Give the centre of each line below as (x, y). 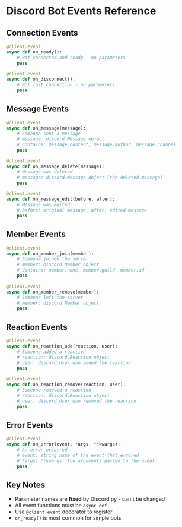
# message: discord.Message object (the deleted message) (90, 177)
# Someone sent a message (49, 134)
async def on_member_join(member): (50, 254)
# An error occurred (42, 450)
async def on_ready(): (34, 52)
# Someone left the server (50, 297)
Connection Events (42, 33)
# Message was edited (43, 205)
